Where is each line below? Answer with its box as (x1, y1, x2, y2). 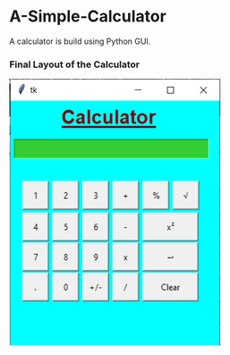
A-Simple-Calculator (9, 6, 167, 27)
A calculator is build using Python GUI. (9, 36, 151, 46)
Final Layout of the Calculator (9, 58, 141, 71)
